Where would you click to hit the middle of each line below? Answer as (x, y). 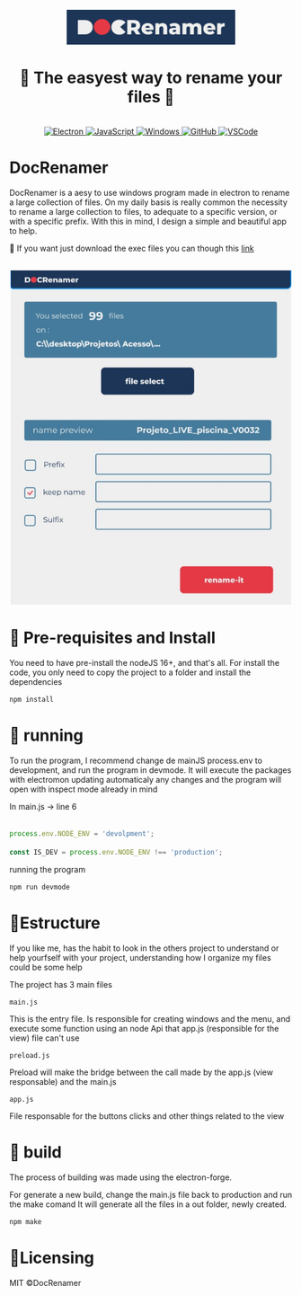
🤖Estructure (55, 923)
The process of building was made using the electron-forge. (120, 1177)
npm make (26, 1222)
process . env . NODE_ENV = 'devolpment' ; (82, 834)
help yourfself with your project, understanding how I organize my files (140, 958)
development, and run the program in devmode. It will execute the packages (150, 770)
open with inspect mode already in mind (84, 789)
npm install (31, 700)
